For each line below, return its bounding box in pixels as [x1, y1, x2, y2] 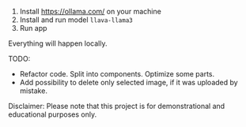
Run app [19, 24, 47, 32]
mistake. [19, 86, 47, 95]
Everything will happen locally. [8, 39, 108, 48]
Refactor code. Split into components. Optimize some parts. [19, 69, 215, 78]
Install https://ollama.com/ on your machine [19, 7, 162, 16]
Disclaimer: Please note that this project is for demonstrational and [8, 102, 225, 110]
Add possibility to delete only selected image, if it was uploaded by [19, 78, 239, 87]
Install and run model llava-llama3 [19, 15, 133, 24]
